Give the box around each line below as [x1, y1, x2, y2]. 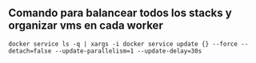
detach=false [8, 47, 52, 55]
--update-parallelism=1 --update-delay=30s [54, 47, 202, 55]
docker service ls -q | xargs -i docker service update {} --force [8, 40, 238, 48]
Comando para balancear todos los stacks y [8, 6, 232, 20]
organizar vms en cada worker [8, 19, 164, 33]
